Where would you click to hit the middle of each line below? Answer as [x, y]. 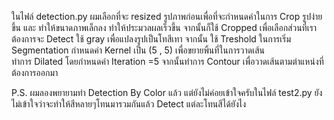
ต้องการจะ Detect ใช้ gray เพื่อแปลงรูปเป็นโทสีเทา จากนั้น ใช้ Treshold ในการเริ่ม [151, 39]
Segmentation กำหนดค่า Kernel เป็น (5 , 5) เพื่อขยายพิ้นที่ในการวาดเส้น [138, 50]
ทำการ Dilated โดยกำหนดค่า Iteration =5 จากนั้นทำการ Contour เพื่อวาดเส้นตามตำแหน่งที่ [167, 61]
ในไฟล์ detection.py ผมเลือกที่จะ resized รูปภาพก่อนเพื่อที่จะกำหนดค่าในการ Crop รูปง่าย [167, 16]
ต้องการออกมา [35, 72]
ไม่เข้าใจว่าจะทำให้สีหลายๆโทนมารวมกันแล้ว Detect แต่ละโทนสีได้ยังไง [129, 104]
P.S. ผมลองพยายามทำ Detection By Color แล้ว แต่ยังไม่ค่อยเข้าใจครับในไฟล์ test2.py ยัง [167, 92]
